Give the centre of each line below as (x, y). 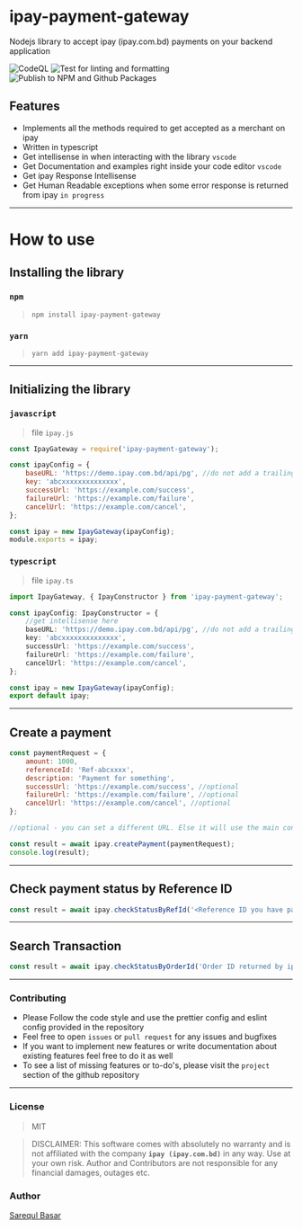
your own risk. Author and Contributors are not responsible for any (155, 1162)
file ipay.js (52, 432)
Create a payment (60, 732)
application (30, 50)
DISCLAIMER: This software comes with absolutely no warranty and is (161, 1144)
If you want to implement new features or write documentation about (149, 1046)
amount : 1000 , (52, 761)
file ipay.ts (52, 580)
